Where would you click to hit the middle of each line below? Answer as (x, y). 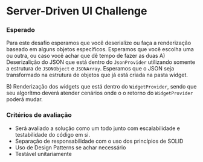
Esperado (21, 30)
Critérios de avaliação (39, 115)
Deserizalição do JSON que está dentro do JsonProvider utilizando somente (101, 62)
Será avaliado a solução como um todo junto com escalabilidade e (97, 128)
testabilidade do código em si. (53, 134)
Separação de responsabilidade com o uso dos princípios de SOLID (99, 141)
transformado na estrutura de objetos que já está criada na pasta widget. (97, 75)
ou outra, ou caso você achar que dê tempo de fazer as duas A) (86, 56)
